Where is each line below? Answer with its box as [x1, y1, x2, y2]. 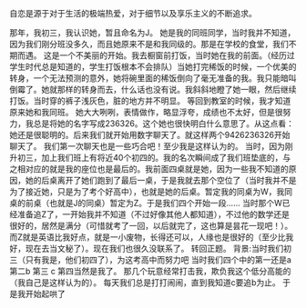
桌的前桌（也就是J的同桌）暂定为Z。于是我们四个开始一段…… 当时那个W [9, 198, 282, 208]
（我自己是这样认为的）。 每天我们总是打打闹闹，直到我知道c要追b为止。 [9, 277, 280, 288]
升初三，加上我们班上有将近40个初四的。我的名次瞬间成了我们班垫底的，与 [9, 153, 291, 163]
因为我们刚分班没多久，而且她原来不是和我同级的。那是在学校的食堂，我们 [9, 39, 289, 49]
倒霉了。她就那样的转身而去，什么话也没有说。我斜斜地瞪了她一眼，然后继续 [9, 84, 297, 94]
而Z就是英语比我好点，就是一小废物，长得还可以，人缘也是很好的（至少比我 [9, 232, 294, 243]
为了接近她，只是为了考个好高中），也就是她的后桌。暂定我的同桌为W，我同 [9, 186, 293, 197]
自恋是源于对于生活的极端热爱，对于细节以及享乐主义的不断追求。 [9, 8, 257, 18]
